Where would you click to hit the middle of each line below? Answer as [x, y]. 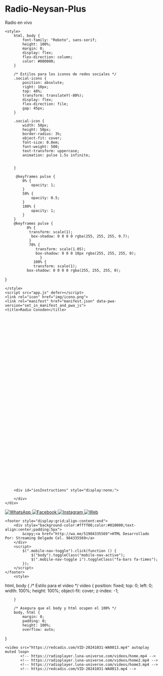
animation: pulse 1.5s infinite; [56, 155]
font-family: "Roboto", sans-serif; [60, 40]
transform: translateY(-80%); [53, 95]
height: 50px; [37, 129]
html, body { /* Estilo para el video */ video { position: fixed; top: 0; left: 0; [79, 585]
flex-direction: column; [47, 57]
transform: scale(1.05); [61, 249]
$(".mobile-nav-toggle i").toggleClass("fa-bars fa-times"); [94, 559]
